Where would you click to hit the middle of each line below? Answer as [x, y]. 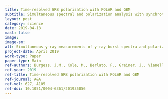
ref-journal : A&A [23, 79]
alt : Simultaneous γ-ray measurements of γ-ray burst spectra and [76, 47]
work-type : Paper [23, 56]
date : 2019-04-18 [23, 28]
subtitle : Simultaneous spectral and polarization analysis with [74, 14]
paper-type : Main [23, 61]
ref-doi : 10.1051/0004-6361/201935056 [45, 89]
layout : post [19, 19]
